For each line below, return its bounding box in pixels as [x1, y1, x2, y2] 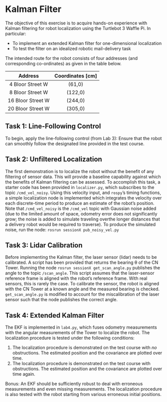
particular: [5, 30, 26, 36]
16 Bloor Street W [7, 97, 50, 104]
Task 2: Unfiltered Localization [5, 155, 102, 164]
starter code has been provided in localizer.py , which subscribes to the [5, 184, 155, 190]
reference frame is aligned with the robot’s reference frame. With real [5, 275, 148, 281]
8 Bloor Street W [9, 89, 48, 96]
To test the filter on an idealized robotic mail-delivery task [12, 45, 131, 51]
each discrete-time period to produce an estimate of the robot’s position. [5, 200, 155, 206]
